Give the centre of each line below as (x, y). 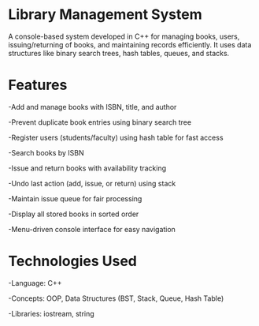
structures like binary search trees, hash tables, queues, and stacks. (119, 53)
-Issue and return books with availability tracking (87, 168)
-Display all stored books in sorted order (74, 214)
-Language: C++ (35, 283)
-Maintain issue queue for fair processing (75, 198)
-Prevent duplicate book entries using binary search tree (100, 122)
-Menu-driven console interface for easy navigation (92, 229)
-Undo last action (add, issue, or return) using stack (92, 183)
